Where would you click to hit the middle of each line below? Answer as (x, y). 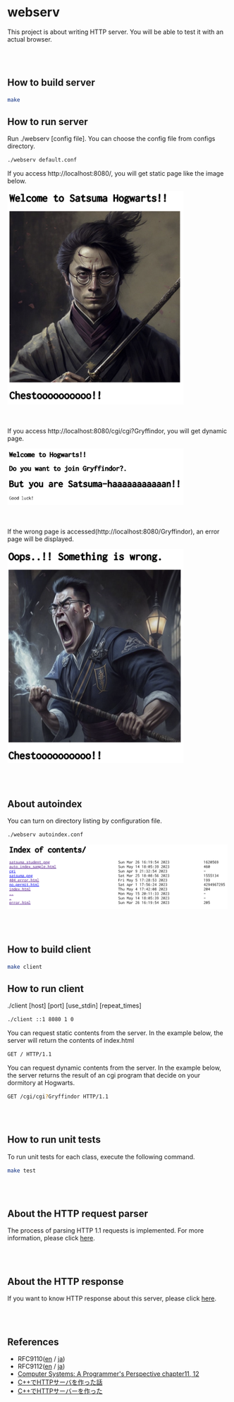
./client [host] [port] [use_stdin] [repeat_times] (75, 1005)
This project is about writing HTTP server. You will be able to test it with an (116, 32)
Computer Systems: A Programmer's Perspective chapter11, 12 (108, 1374)
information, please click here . (51, 1238)
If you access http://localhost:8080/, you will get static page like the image (116, 174)
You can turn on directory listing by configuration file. (85, 821)
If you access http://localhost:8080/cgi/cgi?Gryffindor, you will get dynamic (117, 431)
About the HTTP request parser (78, 1214)
